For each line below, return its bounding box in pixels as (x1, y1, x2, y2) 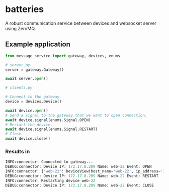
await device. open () (5, 108, 49, 113)
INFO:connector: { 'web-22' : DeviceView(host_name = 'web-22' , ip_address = (5, 169, 161, 174)
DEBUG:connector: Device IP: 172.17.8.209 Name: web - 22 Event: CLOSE (5, 182, 154, 188)
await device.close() (5, 136, 51, 141)
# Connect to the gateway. (5, 94, 62, 100)
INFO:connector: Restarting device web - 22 (5, 178, 96, 183)
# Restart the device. (5, 122, 53, 127)
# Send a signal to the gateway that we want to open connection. (5, 113, 147, 118)
